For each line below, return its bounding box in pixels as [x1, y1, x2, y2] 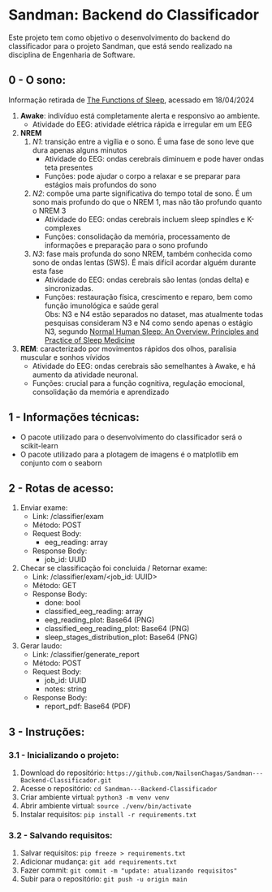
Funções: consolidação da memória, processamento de [44, 232, 231, 241]
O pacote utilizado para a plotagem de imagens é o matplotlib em [19, 449, 240, 459]
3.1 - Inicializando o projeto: [8, 749, 119, 760]
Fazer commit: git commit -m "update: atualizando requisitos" [19, 865, 238, 875]
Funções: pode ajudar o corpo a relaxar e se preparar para [44, 171, 241, 180]
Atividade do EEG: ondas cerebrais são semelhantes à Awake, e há [32, 361, 256, 370]
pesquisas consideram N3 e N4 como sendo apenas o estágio [44, 318, 253, 327]
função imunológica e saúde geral [44, 301, 159, 310]
